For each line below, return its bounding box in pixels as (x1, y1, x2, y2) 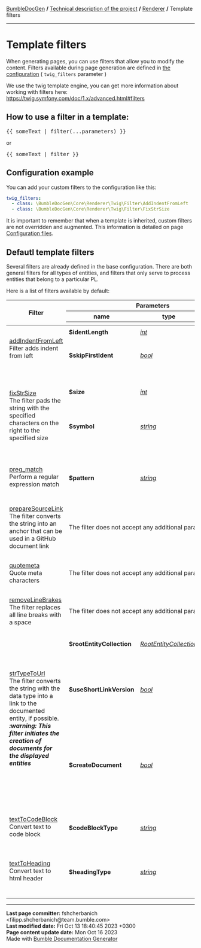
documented (9, 706, 45, 715)
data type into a (9, 691, 53, 700)
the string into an (9, 519, 57, 528)
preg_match (9, 465, 43, 473)
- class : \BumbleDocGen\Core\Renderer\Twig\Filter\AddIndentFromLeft (11, 200, 188, 207)
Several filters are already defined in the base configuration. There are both (6, 263, 193, 270)
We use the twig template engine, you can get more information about (6, 82, 179, 89)
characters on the (9, 419, 59, 427)
